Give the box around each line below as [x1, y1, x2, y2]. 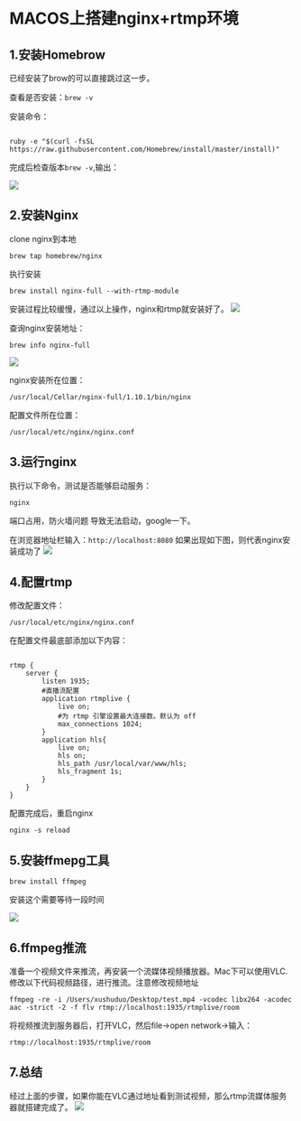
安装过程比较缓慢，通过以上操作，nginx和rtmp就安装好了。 [9, 304, 230, 314]
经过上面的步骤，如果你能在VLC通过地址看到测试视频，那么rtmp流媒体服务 [9, 1090, 287, 1101]
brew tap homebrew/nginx [9, 251, 103, 260]
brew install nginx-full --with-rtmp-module [9, 286, 179, 295]
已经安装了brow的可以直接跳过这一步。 [9, 73, 155, 83]
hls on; [57, 752, 87, 761]
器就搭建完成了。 [9, 1101, 73, 1112]
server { [25, 669, 59, 678]
